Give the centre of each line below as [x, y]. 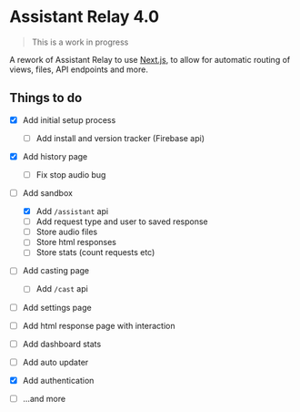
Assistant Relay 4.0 [85, 17]
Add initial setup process [69, 119]
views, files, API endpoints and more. [79, 69]
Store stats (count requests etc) [95, 252]
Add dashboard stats [62, 344]
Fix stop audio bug [71, 174]
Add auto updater [55, 362]
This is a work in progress [80, 42]
